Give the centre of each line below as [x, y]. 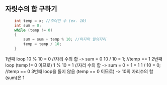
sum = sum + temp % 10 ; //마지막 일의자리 [65, 39]
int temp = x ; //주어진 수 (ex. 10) [51, 21]
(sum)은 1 [15, 77]
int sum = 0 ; [28, 25]
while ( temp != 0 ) [33, 30]
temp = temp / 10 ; [43, 44]
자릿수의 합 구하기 [31, 9]
